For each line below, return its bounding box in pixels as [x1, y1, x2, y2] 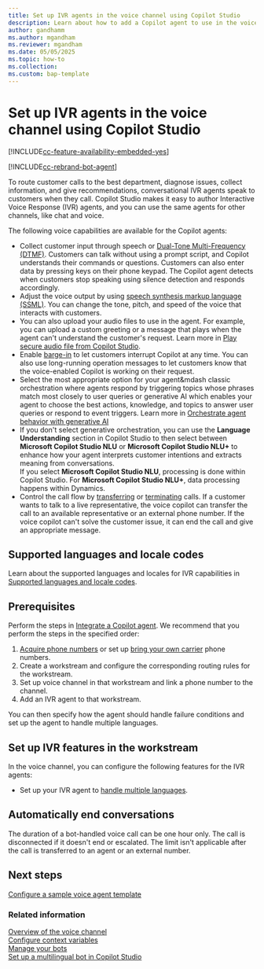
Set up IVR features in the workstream [8, 741, 199, 754]
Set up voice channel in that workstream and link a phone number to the [19, 678, 254, 687]
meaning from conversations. [19, 458, 115, 468]
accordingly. [19, 282, 60, 292]
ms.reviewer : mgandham [8, 41, 82, 49]
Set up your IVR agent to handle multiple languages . [19, 786, 189, 794]
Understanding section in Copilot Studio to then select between [19, 433, 228, 443]
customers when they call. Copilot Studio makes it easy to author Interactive [8, 193, 255, 203]
